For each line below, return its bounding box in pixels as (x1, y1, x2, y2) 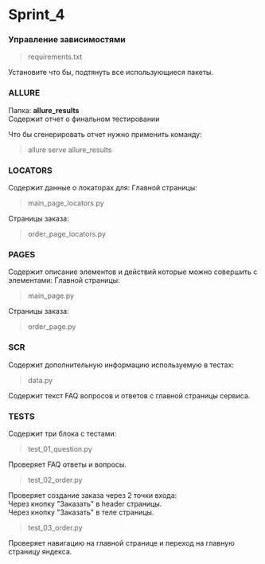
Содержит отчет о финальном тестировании (8, 114, 160, 123)
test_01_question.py (27, 444, 93, 453)
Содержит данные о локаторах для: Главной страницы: (8, 183, 197, 193)
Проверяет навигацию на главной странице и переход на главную (8, 538, 235, 547)
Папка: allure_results (8, 105, 80, 115)
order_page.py (27, 322, 76, 331)
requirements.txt (27, 52, 83, 61)
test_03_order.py (27, 523, 83, 532)
